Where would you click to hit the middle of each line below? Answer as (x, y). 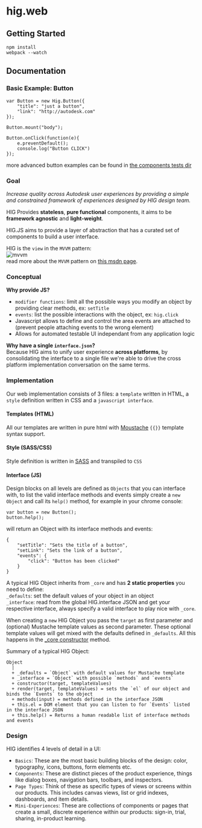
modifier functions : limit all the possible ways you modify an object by (103, 302)
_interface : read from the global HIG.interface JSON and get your (88, 602)
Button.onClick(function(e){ (43, 138)
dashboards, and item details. (52, 799)
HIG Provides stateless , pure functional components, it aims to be (89, 212)
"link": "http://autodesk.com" (56, 111)
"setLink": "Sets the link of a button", (70, 551)
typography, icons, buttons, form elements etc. (73, 767)
